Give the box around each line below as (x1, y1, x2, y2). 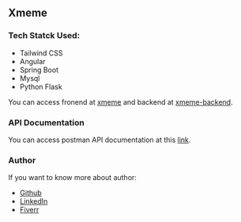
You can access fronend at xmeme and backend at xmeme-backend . (8, 97, 233, 106)
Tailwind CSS (19, 48, 63, 58)
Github (19, 188, 42, 197)
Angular (19, 56, 46, 66)
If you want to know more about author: (8, 173, 137, 182)
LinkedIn (19, 197, 48, 206)
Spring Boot (19, 65, 59, 75)
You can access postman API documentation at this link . (8, 135, 191, 144)
